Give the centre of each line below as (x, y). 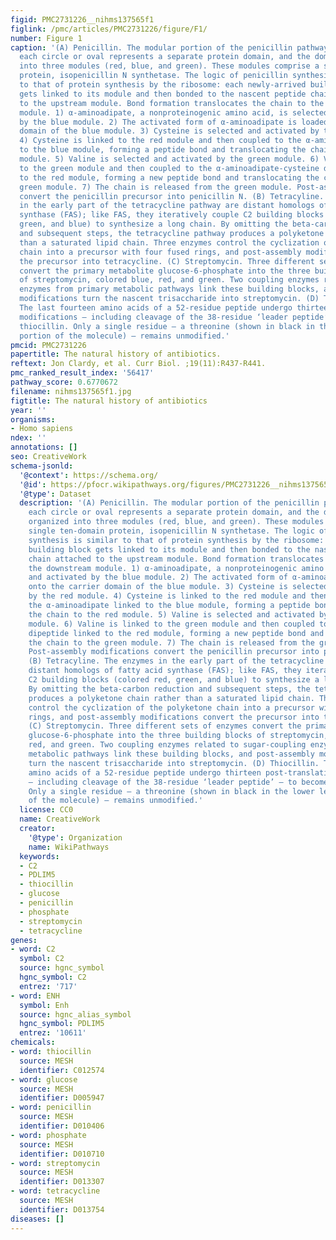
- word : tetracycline (55, 1191)
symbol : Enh (44, 1005)
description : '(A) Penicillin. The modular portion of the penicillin (169, 503)
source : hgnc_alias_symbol (75, 1014)
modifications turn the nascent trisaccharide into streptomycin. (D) (169, 299)
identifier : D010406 (62, 1126)
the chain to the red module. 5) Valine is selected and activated (171, 614)
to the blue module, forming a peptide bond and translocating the (163, 150)
